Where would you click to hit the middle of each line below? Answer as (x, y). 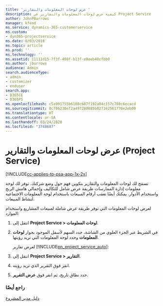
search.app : (17, 91)
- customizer (19, 81)
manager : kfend (21, 23)
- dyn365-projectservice (31, 37)
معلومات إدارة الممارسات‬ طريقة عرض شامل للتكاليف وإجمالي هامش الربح (73, 189)
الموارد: (12, 214)
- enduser (16, 86)
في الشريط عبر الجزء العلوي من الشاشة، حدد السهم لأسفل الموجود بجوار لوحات (85, 232)
